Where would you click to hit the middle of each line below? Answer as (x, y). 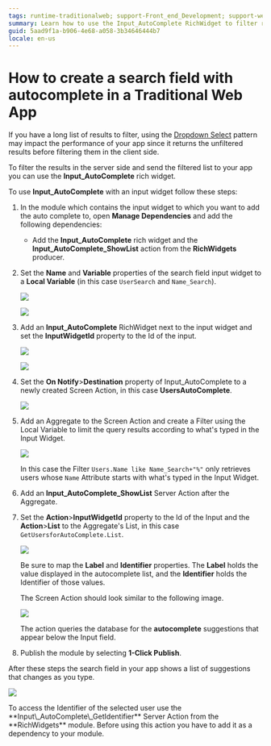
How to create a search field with (121, 78)
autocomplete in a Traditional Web (126, 96)
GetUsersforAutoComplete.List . (72, 535)
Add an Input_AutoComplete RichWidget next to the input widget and (136, 327)
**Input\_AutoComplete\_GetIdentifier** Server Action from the (114, 717)
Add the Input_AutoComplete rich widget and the (115, 240)
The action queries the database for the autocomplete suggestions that (140, 629)
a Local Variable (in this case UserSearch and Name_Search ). (118, 281)
